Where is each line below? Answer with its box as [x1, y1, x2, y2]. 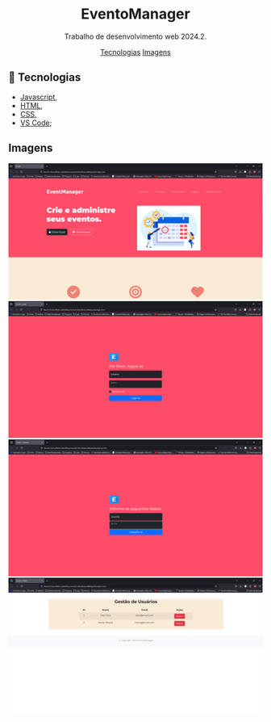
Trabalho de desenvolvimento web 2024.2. [64, 31, 207, 41]
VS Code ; [19, 118, 52, 128]
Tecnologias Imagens [99, 47, 172, 57]
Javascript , [19, 92, 58, 102]
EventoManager [80, 5, 191, 23]
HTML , [19, 100, 43, 110]
